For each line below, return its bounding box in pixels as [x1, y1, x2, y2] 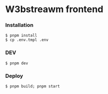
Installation [5, 22, 34, 29]
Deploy [5, 72, 23, 79]
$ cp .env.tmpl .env [5, 37, 49, 42]
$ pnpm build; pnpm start [5, 84, 60, 89]
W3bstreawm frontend [5, 4, 103, 15]
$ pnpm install [5, 33, 38, 38]
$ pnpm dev [5, 61, 28, 66]
